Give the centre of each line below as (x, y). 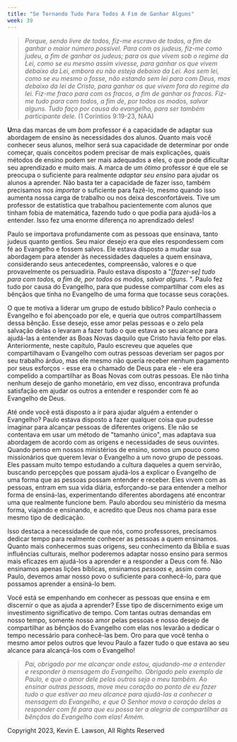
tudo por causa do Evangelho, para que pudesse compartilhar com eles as (116, 286)
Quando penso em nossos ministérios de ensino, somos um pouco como (114, 449)
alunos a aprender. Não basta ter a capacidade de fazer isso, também (109, 182)
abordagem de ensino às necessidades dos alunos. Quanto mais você (109, 137)
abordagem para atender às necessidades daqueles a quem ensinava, (110, 257)
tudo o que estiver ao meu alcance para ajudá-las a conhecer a (118, 694)
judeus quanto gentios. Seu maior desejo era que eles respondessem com (116, 241)
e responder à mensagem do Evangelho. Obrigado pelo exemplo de (123, 671)
